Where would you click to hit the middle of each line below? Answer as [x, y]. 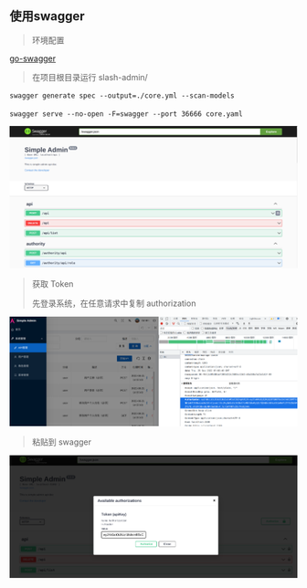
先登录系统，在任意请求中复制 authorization [114, 303]
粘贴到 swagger [62, 442]
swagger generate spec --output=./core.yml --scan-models [122, 95]
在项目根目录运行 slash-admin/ [90, 77]
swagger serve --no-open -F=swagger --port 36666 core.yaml [127, 114]
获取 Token [53, 284]
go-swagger [33, 58]
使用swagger [47, 16]
